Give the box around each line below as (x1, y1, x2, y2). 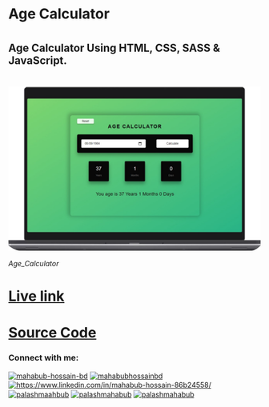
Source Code (8, 323, 97, 341)
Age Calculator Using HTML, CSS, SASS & (8, 42, 220, 55)
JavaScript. (8, 54, 68, 68)
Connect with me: (8, 352, 79, 363)
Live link (8, 287, 65, 305)
